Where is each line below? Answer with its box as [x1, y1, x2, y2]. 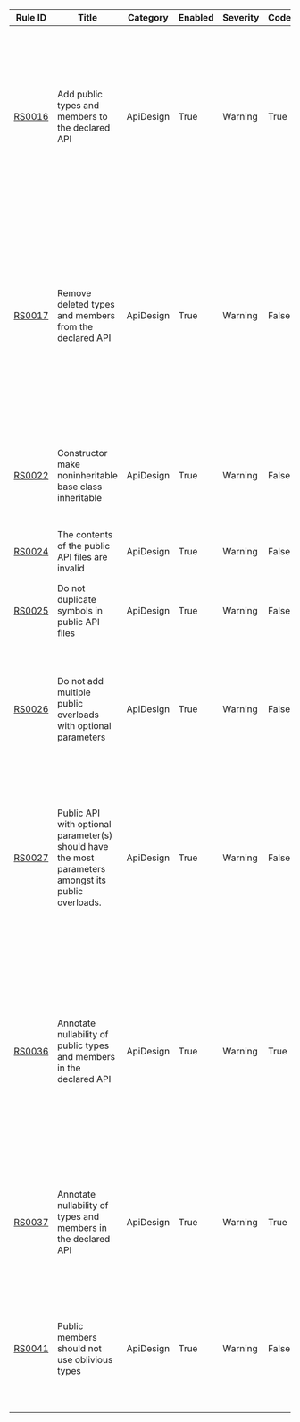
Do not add [57, 675, 104, 687]
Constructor [57, 447, 108, 459]
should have [57, 841, 109, 852]
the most [57, 851, 95, 864]
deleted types [57, 299, 115, 310]
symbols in [57, 605, 103, 616]
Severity [222, 12, 260, 23]
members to [57, 111, 108, 123]
